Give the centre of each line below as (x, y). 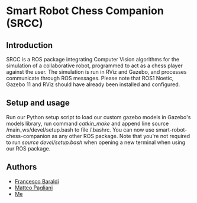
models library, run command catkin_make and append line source (88, 123)
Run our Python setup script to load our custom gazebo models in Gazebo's (98, 117)
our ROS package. (28, 148)
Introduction (30, 45)
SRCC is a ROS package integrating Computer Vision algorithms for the (93, 59)
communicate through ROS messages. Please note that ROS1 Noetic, (90, 78)
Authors (22, 167)
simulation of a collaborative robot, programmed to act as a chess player (95, 66)
